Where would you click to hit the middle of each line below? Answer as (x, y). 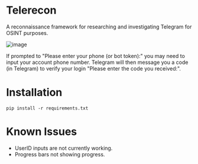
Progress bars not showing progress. (60, 154)
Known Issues (42, 132)
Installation (34, 93)
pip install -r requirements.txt (47, 108)
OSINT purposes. (27, 33)
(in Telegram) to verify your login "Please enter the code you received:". (94, 68)
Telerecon (31, 10)
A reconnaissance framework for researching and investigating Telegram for (99, 27)
